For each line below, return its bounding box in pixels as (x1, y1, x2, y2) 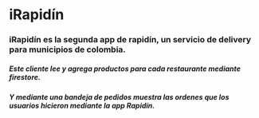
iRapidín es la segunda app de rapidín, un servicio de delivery (9, 34, 252, 45)
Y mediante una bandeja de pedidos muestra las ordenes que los (9, 92, 230, 102)
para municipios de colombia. (9, 44, 127, 55)
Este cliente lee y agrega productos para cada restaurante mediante (9, 64, 241, 73)
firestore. (9, 72, 41, 81)
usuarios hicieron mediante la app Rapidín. (9, 101, 155, 111)
